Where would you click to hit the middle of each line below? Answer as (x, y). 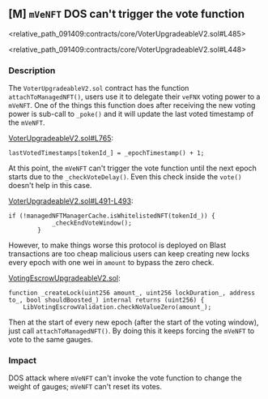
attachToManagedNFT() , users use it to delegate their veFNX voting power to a (134, 97)
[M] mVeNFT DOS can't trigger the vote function (127, 14)
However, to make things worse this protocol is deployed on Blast (117, 245)
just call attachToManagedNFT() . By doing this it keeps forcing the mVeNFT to (132, 331)
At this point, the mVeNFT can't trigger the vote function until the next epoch (132, 168)
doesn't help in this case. (50, 186)
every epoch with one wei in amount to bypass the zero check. (111, 263)
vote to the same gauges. (51, 340)
